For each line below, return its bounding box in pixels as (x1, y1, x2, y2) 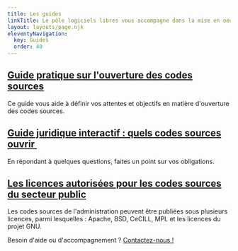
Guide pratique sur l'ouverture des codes (7, 69, 193, 81)
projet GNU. (7, 222, 42, 230)
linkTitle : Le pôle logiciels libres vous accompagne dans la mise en (7, 17, 220, 24)
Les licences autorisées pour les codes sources (7, 177, 222, 189)
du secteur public (7, 189, 86, 201)
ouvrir (7, 139, 35, 151)
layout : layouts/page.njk (7, 23, 84, 30)
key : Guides (13, 37, 50, 44)
